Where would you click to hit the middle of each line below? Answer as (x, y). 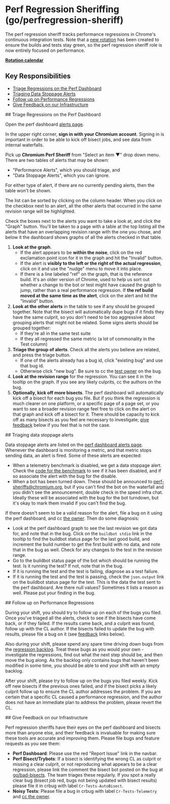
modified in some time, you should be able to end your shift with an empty (82, 665)
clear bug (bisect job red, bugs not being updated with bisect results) (85, 780)
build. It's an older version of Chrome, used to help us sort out (85, 279)
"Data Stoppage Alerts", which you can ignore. (61, 175)
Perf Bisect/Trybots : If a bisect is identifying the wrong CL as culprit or (87, 759)
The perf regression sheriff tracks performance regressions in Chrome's (80, 34)
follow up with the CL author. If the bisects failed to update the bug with (80, 628)
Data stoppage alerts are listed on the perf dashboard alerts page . (74, 445)
